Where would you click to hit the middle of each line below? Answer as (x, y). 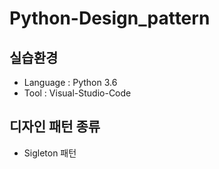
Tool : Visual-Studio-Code (77, 93)
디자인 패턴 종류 (55, 127)
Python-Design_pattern (110, 18)
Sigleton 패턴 (50, 153)
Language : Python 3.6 (70, 82)
